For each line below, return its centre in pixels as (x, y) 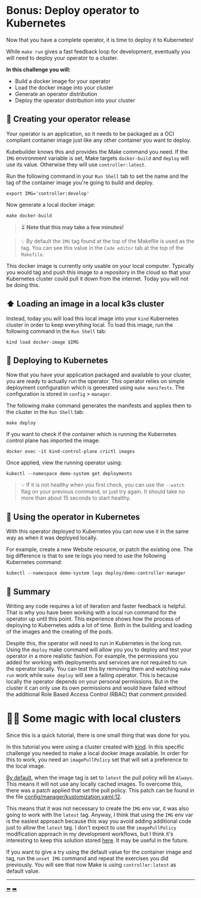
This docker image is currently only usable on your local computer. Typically (100, 265)
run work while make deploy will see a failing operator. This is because (92, 675)
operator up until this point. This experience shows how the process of (93, 619)
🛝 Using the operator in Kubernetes (73, 517)
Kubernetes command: (34, 562)
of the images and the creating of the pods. (60, 632)
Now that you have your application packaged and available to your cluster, (99, 375)
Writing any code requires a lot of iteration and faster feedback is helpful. (96, 606)
